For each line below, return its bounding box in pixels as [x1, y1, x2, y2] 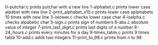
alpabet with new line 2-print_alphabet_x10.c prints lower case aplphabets [5, 9, 153, 15]
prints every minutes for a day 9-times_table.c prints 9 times [28, 30, 150, 35]
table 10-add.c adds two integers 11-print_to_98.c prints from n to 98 [5, 34, 142, 40]
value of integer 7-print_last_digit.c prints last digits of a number [5, 24, 134, 30]
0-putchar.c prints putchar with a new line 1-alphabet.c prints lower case [5, 4, 151, 10]
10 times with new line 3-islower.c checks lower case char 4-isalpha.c [5, 14, 145, 20]
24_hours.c [5, 30, 28, 35]
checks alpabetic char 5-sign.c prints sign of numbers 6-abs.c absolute [5, 19, 149, 25]
